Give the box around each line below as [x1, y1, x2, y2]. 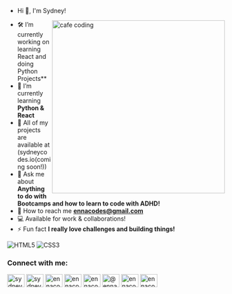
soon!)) [26, 163, 47, 171]
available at [17, 140, 50, 149]
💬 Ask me [17, 170, 45, 178]
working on [17, 38, 50, 46]
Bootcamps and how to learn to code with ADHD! [17, 199, 160, 208]
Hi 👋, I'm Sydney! [17, 7, 67, 15]
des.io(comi [17, 156, 51, 163]
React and [17, 53, 46, 60]
